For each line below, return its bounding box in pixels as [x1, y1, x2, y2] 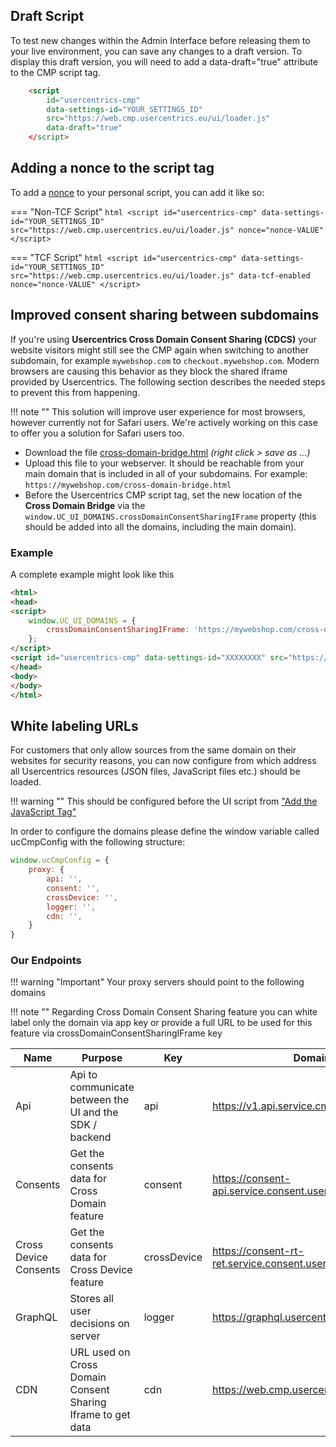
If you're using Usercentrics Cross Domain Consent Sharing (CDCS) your [10, 333, 317, 345]
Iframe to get [69, 1408, 131, 1422]
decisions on [69, 1317, 130, 1331]
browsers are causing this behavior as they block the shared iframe [10, 365, 288, 377]
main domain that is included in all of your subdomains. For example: [24, 467, 308, 479]
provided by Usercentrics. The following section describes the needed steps [10, 375, 326, 388]
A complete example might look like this [10, 568, 175, 580]
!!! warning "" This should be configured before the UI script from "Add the [10, 795, 318, 808]
